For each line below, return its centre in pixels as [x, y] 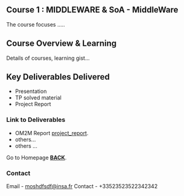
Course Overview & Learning [62, 44]
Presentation [31, 91]
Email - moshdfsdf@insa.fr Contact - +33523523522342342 [82, 186]
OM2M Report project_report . [52, 133]
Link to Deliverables [36, 120]
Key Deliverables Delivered [58, 77]
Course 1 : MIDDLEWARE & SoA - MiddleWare [92, 10]
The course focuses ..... [36, 24]
